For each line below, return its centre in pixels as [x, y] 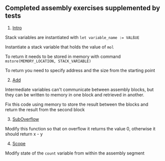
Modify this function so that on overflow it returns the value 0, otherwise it [80, 128]
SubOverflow [26, 119]
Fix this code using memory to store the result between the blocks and [77, 104]
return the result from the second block [45, 109]
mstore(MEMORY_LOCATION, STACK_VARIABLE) [48, 61]
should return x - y [24, 134]
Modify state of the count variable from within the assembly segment [75, 153]
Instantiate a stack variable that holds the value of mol [60, 47]
